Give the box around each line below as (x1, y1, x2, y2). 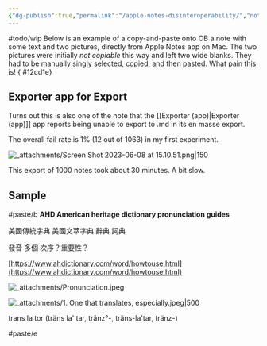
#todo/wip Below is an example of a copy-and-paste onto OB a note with (8, 33, 247, 43)
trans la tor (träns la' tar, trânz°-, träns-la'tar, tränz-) (8, 313, 179, 323)
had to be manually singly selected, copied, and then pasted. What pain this (8, 59, 257, 68)
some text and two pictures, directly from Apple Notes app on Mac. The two (8, 41, 257, 52)
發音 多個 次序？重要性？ (8, 243, 89, 252)
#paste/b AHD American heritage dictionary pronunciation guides (8, 210, 230, 219)
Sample (8, 188, 47, 202)
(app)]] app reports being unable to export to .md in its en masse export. (8, 120, 246, 129)
